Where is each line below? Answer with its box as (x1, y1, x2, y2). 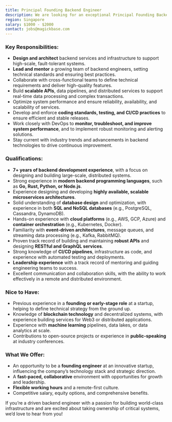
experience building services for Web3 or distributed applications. (12, 316, 153, 323)
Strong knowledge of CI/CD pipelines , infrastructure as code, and (12, 248, 152, 254)
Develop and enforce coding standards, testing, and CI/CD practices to (12, 110, 166, 116)
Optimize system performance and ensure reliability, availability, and (12, 98, 157, 105)
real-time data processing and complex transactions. (12, 93, 124, 99)
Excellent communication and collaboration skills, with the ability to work (12, 270, 166, 276)
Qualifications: (5, 155, 43, 162)
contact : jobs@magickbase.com (5, 27, 70, 32)
